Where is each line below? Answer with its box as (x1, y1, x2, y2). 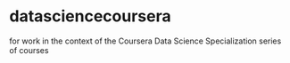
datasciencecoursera (9, 6, 171, 27)
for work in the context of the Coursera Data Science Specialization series (9, 35, 282, 46)
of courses (9, 44, 49, 55)
